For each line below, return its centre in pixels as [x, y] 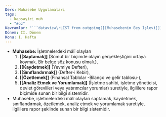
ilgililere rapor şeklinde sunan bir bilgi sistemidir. [61, 109]
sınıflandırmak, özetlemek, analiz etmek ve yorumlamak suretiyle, [79, 104]
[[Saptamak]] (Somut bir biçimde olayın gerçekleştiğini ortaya [83, 56]
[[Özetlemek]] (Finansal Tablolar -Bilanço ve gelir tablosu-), [81, 78]
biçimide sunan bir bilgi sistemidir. [54, 93]
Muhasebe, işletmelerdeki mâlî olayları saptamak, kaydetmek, [75, 98]
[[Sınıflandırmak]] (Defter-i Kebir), [55, 72]
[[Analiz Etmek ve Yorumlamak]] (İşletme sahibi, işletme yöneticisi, [88, 82]
